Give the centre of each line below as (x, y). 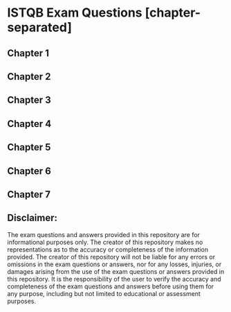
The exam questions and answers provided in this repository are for (104, 234)
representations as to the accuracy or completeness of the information (108, 249)
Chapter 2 (29, 77)
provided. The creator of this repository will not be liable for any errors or (111, 257)
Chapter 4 (29, 124)
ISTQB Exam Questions (75, 13)
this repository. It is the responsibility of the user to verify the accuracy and (114, 279)
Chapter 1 (28, 53)
